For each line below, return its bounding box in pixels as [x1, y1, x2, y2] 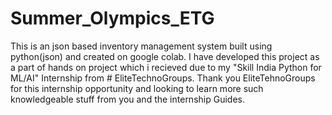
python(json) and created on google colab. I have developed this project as [10, 50, 320, 62]
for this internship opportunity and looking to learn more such [10, 82, 264, 94]
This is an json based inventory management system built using [10, 40, 273, 52]
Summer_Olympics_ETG [10, 7, 215, 30]
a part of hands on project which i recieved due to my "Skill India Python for [10, 61, 322, 73]
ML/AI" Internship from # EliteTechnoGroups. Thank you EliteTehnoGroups [10, 72, 316, 84]
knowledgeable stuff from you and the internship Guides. [10, 93, 245, 105]
